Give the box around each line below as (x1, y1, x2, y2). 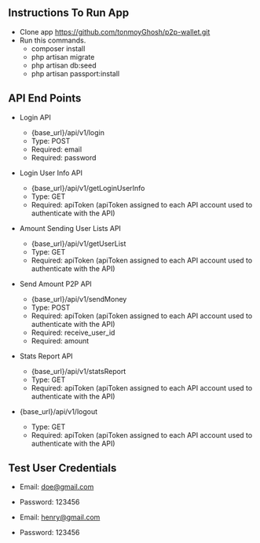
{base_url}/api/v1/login (31, 127, 104, 137)
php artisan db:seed (31, 61, 97, 70)
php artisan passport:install (31, 68, 120, 78)
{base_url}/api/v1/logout (19, 406, 98, 416)
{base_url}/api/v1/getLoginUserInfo (31, 183, 145, 193)
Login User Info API (19, 168, 82, 178)
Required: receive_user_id (31, 328, 115, 337)
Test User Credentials (8, 461, 117, 475)
